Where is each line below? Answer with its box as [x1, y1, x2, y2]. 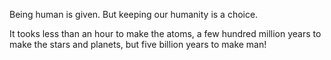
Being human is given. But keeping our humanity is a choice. [9, 9, 259, 20]
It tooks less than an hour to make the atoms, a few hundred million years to [9, 28, 322, 39]
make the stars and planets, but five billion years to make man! [9, 39, 267, 50]
